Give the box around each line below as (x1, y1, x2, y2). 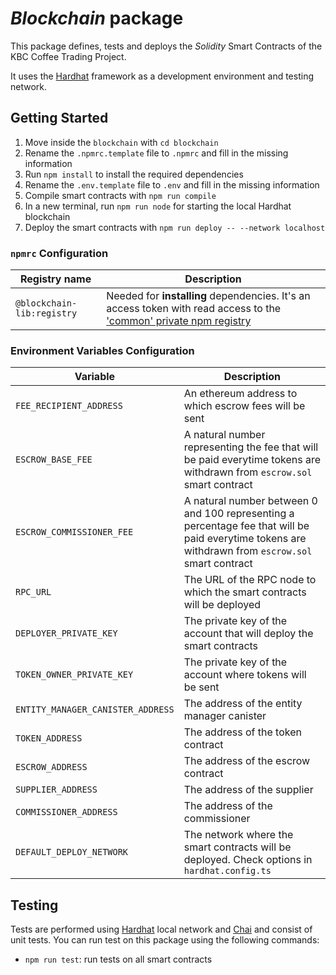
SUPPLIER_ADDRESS (15, 784, 98, 796)
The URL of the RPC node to (183, 573, 317, 587)
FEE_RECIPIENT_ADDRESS (15, 400, 123, 412)
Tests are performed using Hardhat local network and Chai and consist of (10, 923, 313, 936)
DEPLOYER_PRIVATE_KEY (15, 628, 118, 639)
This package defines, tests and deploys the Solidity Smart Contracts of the (10, 40, 323, 52)
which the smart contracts (183, 585, 307, 599)
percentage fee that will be (183, 519, 310, 533)
